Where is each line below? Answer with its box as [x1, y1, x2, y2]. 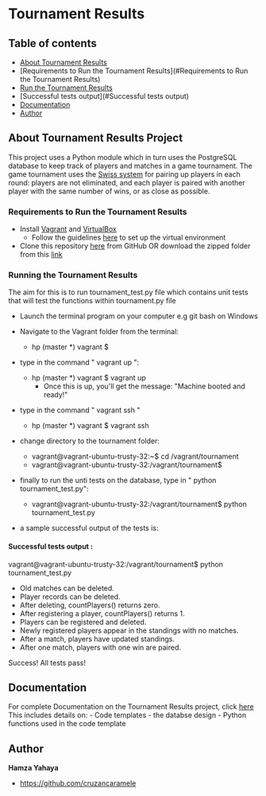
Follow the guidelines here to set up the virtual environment [31, 232, 226, 243]
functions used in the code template [8, 719, 126, 728]
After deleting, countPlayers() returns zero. [19, 600, 160, 610]
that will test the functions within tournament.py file [8, 296, 176, 306]
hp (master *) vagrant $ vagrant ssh [31, 421, 149, 431]
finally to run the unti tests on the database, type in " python [19, 475, 217, 486]
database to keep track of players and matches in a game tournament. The [8, 161, 253, 170]
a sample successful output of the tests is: [19, 523, 159, 533]
